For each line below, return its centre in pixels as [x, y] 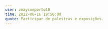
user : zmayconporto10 [28, 10]
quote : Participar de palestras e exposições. [54, 19]
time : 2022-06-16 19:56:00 [33, 14]
